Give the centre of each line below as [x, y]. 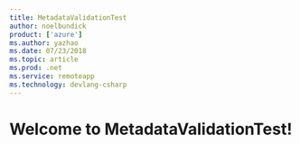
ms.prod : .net [36, 68]
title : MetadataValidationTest [68, 18]
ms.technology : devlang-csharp [68, 85]
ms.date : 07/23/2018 [48, 51]
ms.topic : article [44, 59]
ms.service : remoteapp [52, 76]
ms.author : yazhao [44, 43]
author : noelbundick [48, 26]
